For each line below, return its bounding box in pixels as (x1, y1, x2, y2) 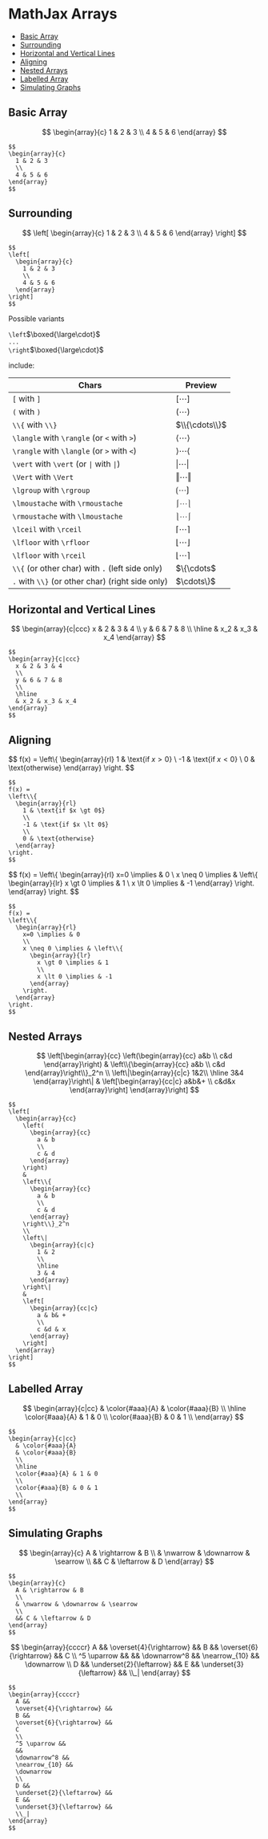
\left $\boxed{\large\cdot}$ (8, 329, 101, 339)
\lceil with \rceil (12, 523, 82, 535)
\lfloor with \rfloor (12, 536, 90, 547)
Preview (185, 379, 218, 390)
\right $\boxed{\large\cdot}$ (8, 344, 104, 354)
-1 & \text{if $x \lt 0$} (22, 820, 110, 829)
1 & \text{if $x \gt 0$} (22, 807, 106, 815)
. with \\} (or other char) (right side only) (12, 576, 168, 587)
